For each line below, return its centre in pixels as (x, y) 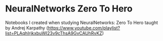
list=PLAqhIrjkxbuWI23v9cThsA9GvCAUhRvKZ (54, 33)
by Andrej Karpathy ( (27, 27)
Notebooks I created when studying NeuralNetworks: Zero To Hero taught (81, 22)
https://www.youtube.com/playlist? (84, 27)
